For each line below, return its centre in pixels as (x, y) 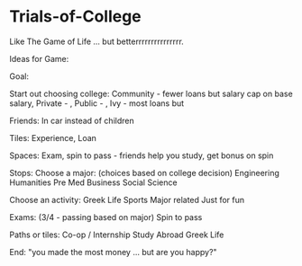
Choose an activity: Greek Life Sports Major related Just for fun (127, 199)
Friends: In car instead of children (72, 120)
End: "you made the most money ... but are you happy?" (114, 252)
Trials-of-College (75, 17)
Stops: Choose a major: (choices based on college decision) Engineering (144, 173)
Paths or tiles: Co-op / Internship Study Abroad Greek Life (117, 235)
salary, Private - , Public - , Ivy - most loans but (97, 103)
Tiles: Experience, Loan (53, 137)
